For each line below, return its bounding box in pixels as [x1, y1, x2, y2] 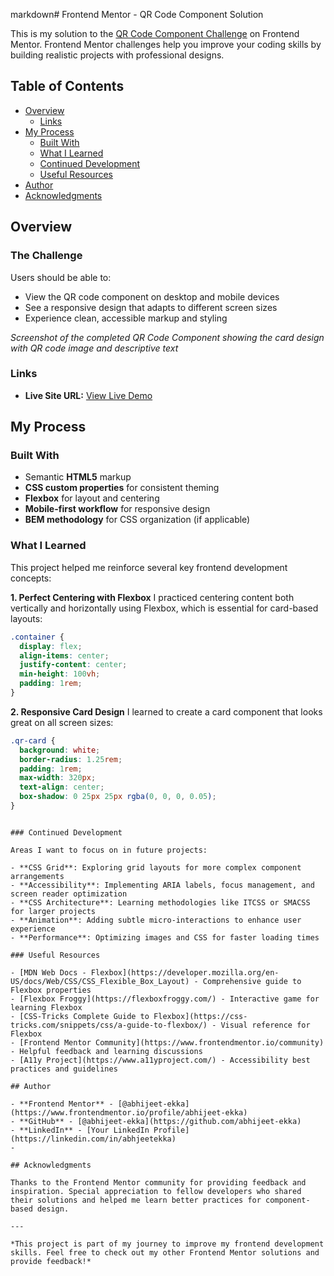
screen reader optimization [10, 889, 128, 899]
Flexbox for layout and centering [24, 492, 160, 504]
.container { [10, 632, 65, 642]
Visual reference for [220, 1020, 311, 1030]
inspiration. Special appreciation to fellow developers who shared [10, 1186, 302, 1196]
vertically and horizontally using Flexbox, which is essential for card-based [10, 602, 319, 614]
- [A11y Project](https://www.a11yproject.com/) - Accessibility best [10, 1055, 311, 1065]
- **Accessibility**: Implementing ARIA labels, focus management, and [10, 880, 315, 890]
